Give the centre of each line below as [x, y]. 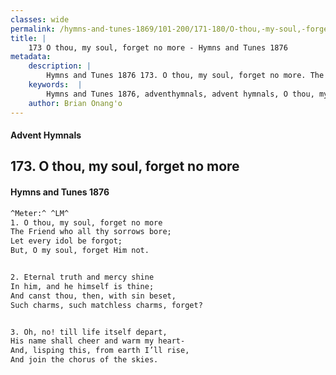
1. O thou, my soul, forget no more [86, 222]
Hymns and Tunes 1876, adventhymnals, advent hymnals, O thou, [180, 94]
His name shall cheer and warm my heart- [98, 341]
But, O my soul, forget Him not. [80, 251]
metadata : [31, 57]
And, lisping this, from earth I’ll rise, [100, 351]
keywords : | [55, 85]
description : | [60, 66]
